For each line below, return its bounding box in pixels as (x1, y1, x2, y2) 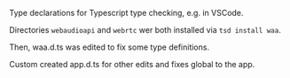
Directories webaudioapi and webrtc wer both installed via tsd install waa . (9, 25, 281, 35)
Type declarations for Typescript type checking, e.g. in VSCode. (9, 8, 244, 18)
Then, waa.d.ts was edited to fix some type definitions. (9, 42, 210, 52)
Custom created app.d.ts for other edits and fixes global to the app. (9, 59, 255, 69)
